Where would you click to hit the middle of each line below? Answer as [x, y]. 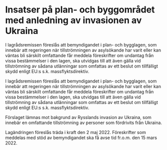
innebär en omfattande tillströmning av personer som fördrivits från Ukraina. [84, 122]
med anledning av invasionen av [73, 20]
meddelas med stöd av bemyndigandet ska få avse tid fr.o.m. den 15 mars [81, 137]
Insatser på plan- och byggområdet [80, 10]
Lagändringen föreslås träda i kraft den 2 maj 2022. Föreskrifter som [75, 132]
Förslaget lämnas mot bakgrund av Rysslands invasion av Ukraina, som [78, 117]
